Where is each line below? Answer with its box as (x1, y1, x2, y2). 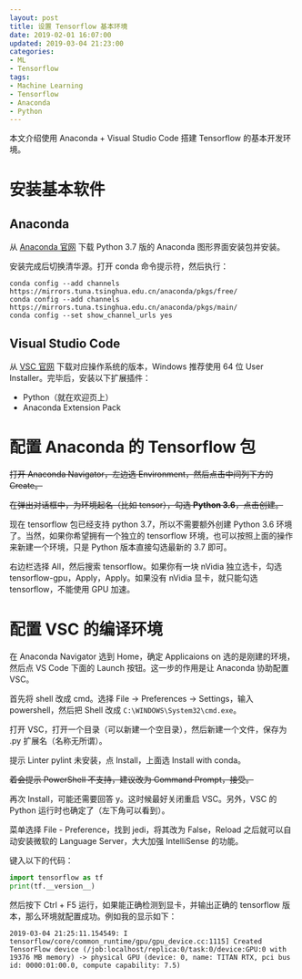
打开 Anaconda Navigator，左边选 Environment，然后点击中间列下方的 (9, 469, 274, 479)
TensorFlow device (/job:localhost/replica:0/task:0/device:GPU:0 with (9, 944, 287, 953)
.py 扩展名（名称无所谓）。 (9, 735, 107, 746)
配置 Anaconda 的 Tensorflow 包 (9, 437, 257, 458)
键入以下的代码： (9, 854, 74, 866)
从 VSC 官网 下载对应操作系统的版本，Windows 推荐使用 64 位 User (9, 361, 264, 372)
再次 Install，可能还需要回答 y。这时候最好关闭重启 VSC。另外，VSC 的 (9, 793, 277, 804)
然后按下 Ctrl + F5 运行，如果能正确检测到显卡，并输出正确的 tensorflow (9, 899, 280, 910)
